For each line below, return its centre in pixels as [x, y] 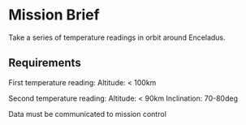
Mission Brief [54, 15]
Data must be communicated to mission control [87, 114]
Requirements [45, 63]
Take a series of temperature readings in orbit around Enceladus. [117, 37]
